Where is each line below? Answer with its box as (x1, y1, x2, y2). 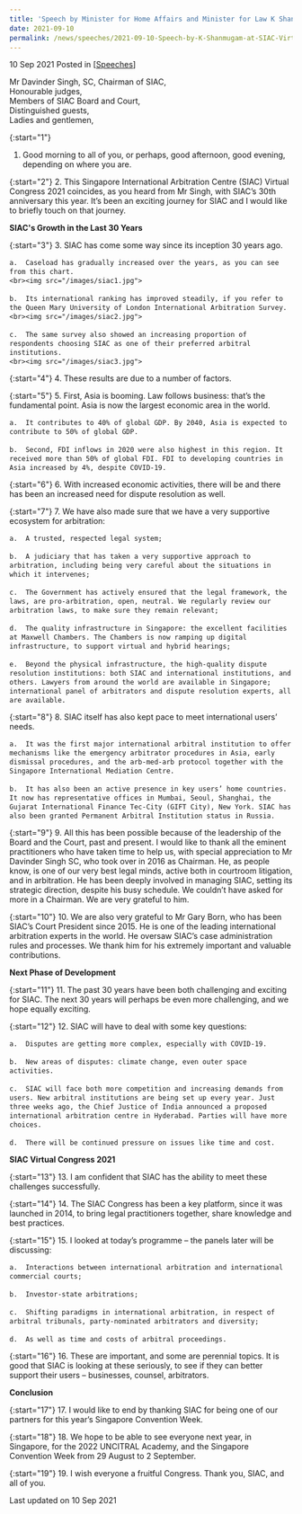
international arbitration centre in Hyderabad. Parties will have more (9, 1111, 288, 1120)
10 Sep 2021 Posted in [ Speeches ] (9, 59, 137, 70)
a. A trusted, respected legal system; (9, 535, 164, 544)
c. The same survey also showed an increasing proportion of (9, 331, 247, 340)
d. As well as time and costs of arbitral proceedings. (9, 1335, 227, 1344)
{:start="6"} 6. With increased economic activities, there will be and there (9, 479, 281, 490)
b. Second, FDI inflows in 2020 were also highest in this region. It (9, 446, 283, 455)
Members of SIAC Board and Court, (9, 95, 141, 107)
